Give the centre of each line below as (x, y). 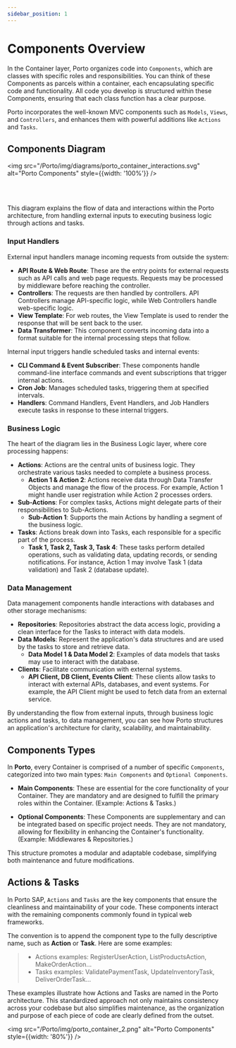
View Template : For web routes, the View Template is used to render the (123, 315)
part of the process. (46, 539)
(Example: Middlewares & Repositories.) (75, 839)
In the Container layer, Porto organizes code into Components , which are (110, 68)
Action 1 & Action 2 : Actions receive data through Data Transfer (120, 479)
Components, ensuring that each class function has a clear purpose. (107, 98)
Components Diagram (56, 149)
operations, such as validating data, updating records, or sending (123, 555)
